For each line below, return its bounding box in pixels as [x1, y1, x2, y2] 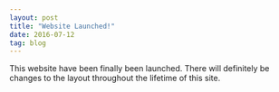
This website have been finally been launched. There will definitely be [9, 63, 270, 74]
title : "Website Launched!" [9, 22, 116, 31]
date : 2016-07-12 [9, 30, 75, 39]
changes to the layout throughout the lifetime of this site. [9, 73, 221, 84]
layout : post [9, 13, 59, 23]
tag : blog [9, 38, 47, 48]
